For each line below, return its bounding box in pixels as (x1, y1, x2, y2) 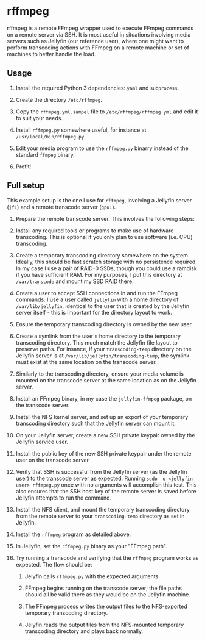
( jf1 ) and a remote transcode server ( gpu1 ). (7, 203, 116, 210)
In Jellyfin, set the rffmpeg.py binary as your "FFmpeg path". (15, 542, 168, 550)
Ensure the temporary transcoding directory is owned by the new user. (15, 320, 193, 328)
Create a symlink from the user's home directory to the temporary (15, 332, 181, 340)
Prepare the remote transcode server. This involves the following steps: (15, 215, 195, 222)
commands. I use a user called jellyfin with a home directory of (15, 296, 179, 303)
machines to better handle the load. (7, 50, 96, 57)
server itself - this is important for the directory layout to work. (15, 309, 172, 316)
